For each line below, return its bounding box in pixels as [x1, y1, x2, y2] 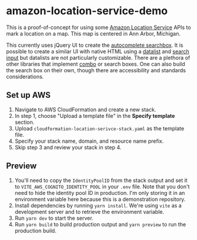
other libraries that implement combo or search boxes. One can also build [6, 60, 185, 68]
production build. [14, 227, 57, 234]
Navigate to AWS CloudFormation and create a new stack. [14, 105, 157, 113]
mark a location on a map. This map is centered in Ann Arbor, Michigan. [6, 30, 181, 37]
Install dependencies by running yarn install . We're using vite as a [14, 201, 182, 209]
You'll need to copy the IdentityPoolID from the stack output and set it [14, 177, 188, 184]
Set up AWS [6, 90, 51, 100]
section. [14, 119, 35, 126]
